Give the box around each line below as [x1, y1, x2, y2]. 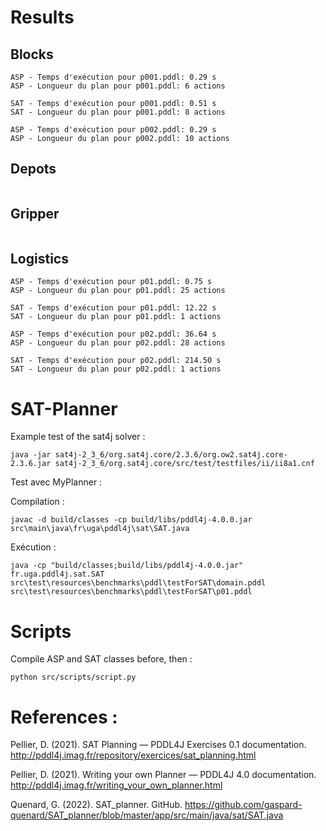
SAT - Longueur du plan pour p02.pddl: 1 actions [10, 364, 222, 375]
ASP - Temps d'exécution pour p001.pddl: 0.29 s [10, 72, 217, 82]
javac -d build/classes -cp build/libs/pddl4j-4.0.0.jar [10, 515, 253, 525]
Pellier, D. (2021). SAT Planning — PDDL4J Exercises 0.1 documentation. [10, 739, 307, 751]
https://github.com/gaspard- [184, 799, 303, 811]
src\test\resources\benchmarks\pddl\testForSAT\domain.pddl [10, 578, 267, 588]
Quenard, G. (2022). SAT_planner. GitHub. [10, 799, 183, 811]
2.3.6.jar [10, 459, 52, 469]
